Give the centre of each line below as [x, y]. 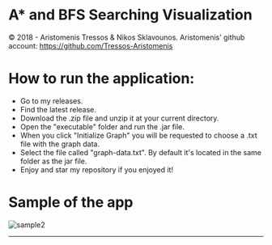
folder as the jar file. [53, 161]
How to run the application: [102, 79]
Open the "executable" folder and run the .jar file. [102, 126]
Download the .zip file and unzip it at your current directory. [119, 118]
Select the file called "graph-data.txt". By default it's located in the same [140, 152]
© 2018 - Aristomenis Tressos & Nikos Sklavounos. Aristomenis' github [127, 37]
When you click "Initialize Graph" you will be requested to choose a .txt [138, 135]
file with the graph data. [59, 144]
